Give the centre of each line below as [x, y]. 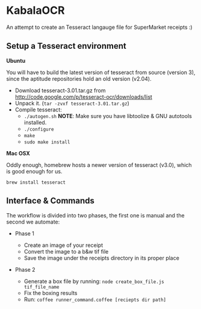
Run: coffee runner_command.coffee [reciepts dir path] [95, 299]
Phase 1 [25, 233]
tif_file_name [42, 287]
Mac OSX [18, 153]
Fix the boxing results [51, 293]
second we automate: [33, 222]
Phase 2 [25, 269]
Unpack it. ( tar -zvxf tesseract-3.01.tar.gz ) [72, 103]
